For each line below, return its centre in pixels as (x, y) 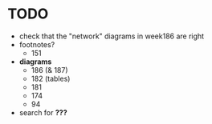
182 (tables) (51, 78)
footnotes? (37, 44)
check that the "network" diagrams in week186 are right (112, 36)
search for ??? (43, 112)
